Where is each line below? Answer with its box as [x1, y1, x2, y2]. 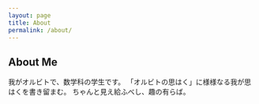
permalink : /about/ [8, 26, 73, 34]
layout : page [8, 11, 51, 20]
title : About [8, 19, 51, 27]
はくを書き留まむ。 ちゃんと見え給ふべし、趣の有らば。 [8, 87, 190, 97]
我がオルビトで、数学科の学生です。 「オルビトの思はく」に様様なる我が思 [8, 77, 251, 87]
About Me [8, 55, 58, 69]
